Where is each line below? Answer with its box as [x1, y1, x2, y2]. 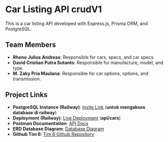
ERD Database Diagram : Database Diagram [12, 126, 104, 132]
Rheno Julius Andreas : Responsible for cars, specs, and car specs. [12, 54, 155, 60]
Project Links [5, 91, 48, 99]
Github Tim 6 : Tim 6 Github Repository [12, 131, 94, 137]
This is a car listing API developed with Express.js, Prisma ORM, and [5, 20, 148, 26]
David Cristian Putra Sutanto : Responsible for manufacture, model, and [12, 60, 164, 66]
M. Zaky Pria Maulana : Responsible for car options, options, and [12, 70, 149, 76]
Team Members [5, 41, 56, 49]
